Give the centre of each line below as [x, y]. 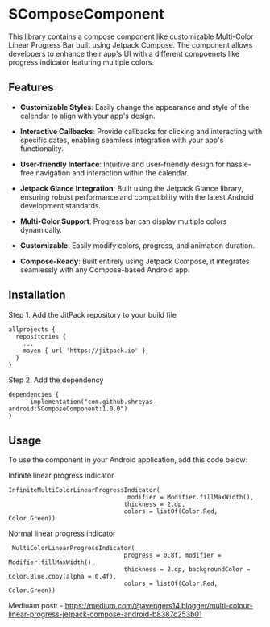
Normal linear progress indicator [62, 533]
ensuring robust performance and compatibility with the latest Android [137, 197]
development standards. [60, 205]
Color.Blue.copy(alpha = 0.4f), [62, 577]
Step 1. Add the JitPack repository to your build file [93, 314]
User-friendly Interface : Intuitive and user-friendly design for [123, 164]
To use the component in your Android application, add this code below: [128, 460]
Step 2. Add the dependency [56, 380]
